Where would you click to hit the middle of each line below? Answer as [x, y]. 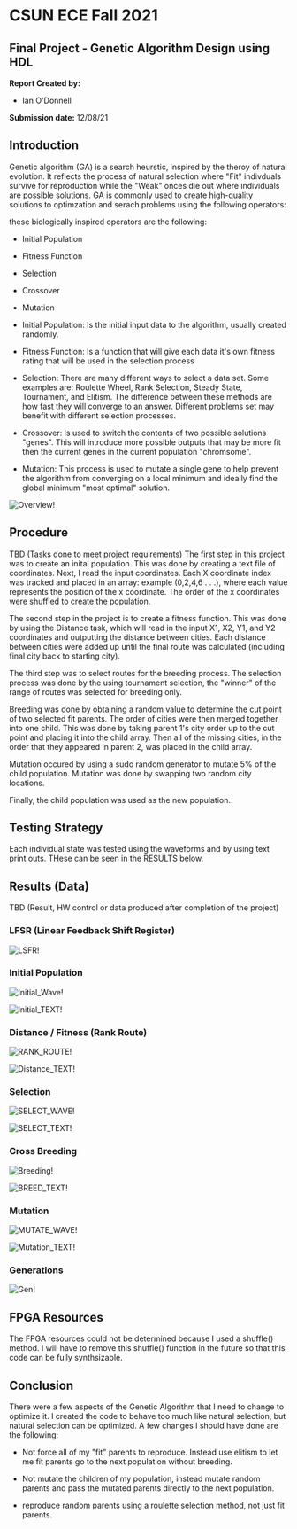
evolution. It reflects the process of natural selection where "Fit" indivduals [145, 176]
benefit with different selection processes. [99, 415]
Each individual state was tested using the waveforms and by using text [139, 849]
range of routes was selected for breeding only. [96, 691]
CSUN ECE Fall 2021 [84, 16]
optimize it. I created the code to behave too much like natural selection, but [148, 1416]
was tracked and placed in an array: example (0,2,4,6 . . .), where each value [149, 582]
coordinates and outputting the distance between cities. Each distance [138, 637]
